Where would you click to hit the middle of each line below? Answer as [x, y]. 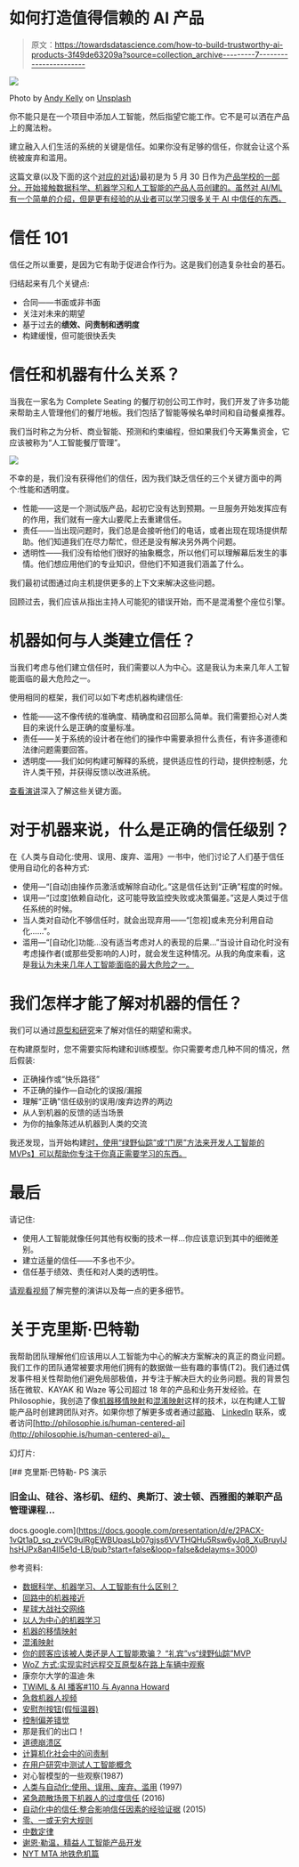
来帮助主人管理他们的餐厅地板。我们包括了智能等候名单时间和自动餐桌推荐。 [149, 412]
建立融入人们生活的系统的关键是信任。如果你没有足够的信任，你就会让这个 [145, 146]
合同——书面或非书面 [61, 302]
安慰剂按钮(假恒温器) [61, 1709]
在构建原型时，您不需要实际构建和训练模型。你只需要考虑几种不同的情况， [145, 1049]
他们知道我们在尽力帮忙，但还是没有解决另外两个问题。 [139, 541]
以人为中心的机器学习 [61, 1619]
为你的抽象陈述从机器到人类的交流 [85, 1124]
